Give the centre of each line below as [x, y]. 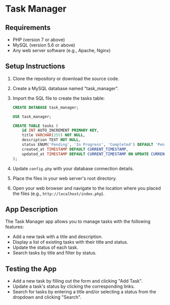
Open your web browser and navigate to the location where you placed [87, 188]
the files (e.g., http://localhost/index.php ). [58, 194]
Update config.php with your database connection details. [73, 168]
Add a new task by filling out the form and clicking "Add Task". [77, 281]
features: [15, 227]
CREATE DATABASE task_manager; [46, 107]
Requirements [28, 28]
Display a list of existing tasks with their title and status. [70, 242]
